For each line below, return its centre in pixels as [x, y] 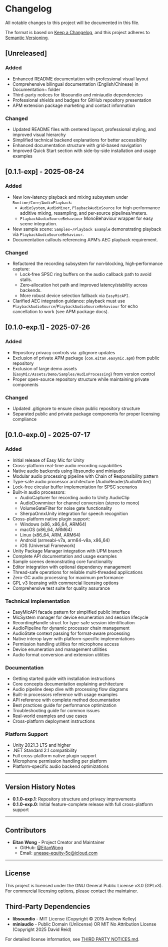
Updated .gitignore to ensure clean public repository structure [76, 408]
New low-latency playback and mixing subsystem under [70, 197]
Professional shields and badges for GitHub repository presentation [82, 100]
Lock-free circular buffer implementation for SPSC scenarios [75, 487]
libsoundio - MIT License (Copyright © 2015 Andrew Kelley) [74, 918]
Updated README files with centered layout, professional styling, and [84, 129]
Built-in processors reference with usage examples [65, 695]
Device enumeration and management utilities [60, 649]
